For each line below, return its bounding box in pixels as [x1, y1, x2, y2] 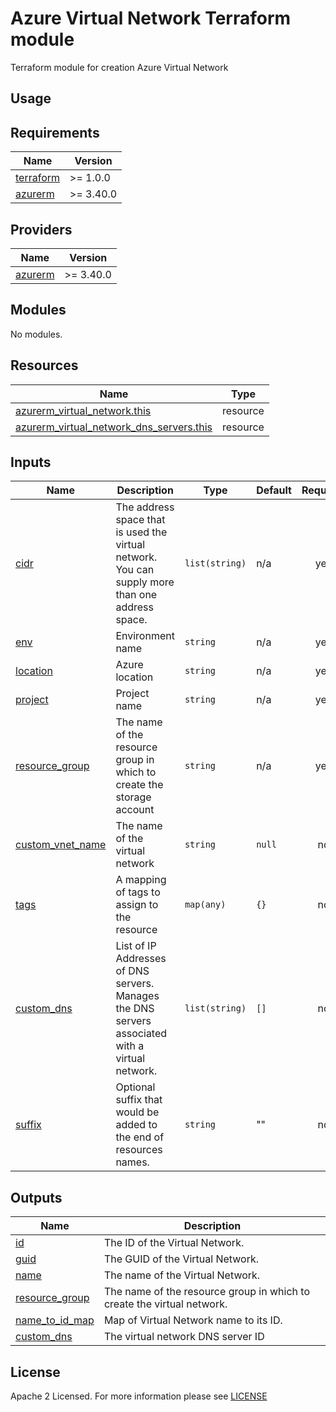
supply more [115, 575, 175, 589]
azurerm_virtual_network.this [15, 403, 152, 417]
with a [115, 1039, 145, 1053]
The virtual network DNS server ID [103, 1330, 265, 1344]
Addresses [115, 952, 167, 966]
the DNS [115, 1002, 155, 1016]
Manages [115, 989, 160, 1003]
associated [115, 1027, 168, 1041]
